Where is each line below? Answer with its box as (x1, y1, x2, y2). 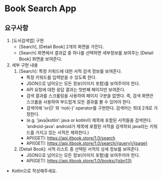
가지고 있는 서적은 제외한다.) (35, 129, 89, 135)
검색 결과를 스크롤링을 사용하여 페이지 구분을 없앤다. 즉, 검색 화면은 (26, 93, 154, 99)
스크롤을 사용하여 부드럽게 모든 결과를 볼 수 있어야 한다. (26, 99, 132, 104)
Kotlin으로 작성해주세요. (11, 168, 57, 174)
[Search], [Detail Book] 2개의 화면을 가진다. (19, 44, 104, 50)
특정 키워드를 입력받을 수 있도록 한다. (26, 75, 97, 80)
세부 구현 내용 (11, 62, 38, 68)
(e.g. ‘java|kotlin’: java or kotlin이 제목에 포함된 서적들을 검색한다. (26, 117, 152, 123)
